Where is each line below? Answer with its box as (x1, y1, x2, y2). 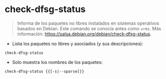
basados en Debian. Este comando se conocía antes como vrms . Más (17, 25, 161, 31)
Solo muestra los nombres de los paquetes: (12, 59, 103, 65)
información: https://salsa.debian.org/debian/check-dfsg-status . (17, 31, 152, 37)
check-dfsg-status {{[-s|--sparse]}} (5, 69, 85, 74)
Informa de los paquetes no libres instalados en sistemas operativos (17, 20, 159, 26)
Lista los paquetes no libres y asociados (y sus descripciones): (12, 40, 144, 46)
